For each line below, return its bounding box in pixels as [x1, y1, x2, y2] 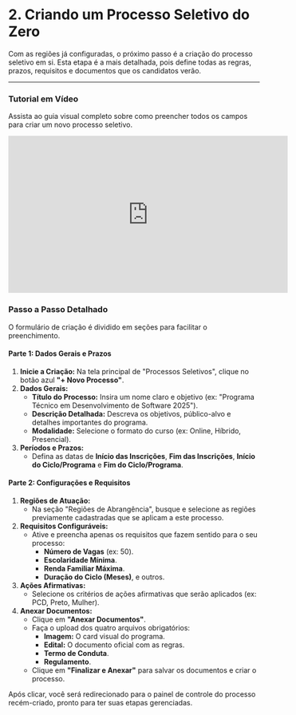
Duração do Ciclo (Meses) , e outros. [43, 572, 165, 582]
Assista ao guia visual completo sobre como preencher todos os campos [8, 112, 248, 121]
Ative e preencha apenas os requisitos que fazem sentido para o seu [31, 529, 258, 539]
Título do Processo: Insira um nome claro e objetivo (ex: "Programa [31, 392, 255, 401]
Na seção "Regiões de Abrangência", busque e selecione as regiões [31, 504, 256, 514]
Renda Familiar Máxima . [43, 563, 125, 573]
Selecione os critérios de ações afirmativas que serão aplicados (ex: [31, 589, 257, 598]
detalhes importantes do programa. [31, 417, 148, 427]
